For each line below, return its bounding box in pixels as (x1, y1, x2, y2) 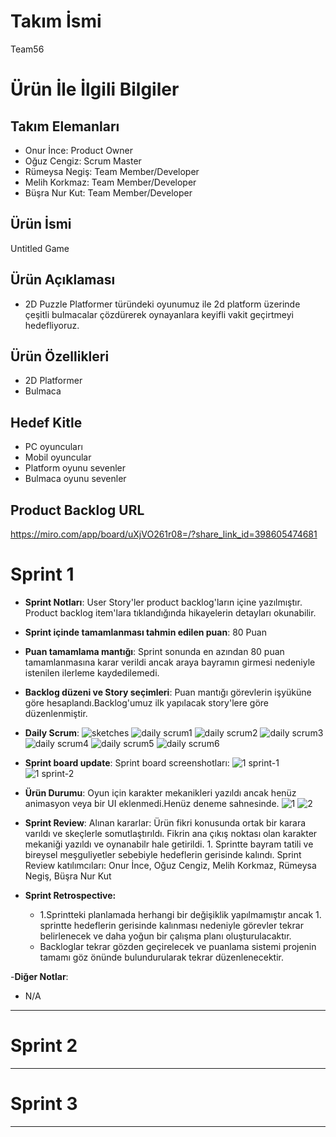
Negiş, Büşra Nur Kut (24, 870, 112, 882)
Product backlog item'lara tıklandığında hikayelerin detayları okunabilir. (24, 606, 317, 619)
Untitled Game (10, 242, 70, 254)
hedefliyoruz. (24, 319, 80, 331)
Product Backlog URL (10, 501, 145, 519)
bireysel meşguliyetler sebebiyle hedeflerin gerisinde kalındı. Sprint (24, 848, 302, 860)
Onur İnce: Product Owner (24, 144, 134, 156)
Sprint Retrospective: (24, 889, 117, 901)
